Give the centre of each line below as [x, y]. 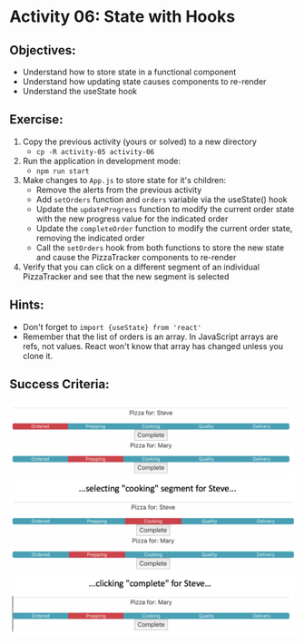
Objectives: [43, 50]
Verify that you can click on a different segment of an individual [141, 267]
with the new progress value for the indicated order [132, 219]
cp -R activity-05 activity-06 [95, 151]
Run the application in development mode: [102, 161]
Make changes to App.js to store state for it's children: [124, 180]
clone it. [37, 356]
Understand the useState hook [80, 91]
